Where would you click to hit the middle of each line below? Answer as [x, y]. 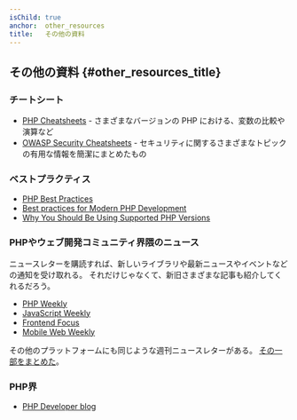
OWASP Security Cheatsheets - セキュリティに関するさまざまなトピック [154, 143]
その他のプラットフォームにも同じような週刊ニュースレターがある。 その [142, 350]
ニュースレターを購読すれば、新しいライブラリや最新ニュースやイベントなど [148, 264]
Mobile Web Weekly [59, 332]
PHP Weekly [45, 304]
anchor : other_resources [57, 26]
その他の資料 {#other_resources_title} [115, 72]
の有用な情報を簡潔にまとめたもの [84, 154]
